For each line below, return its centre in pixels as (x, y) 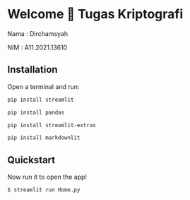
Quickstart (31, 160)
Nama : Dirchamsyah (38, 33)
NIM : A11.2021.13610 (37, 47)
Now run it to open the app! (47, 177)
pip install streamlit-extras (52, 125)
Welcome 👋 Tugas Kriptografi (95, 14)
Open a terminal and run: (43, 86)
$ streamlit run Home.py (44, 190)
